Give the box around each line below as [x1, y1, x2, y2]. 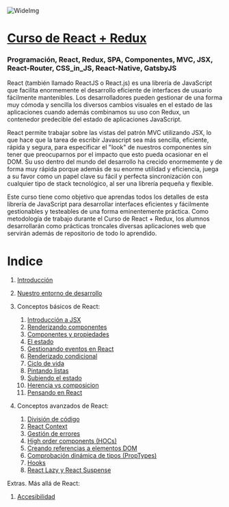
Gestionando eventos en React [27, 345, 114, 353]
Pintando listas [27, 367, 69, 375]
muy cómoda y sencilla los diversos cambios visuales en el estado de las [7, 101, 213, 109]
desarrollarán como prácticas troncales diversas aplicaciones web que [7, 222, 206, 230]
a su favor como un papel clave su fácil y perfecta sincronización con [7, 172, 203, 181]
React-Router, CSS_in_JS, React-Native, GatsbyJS [7, 64, 177, 73]
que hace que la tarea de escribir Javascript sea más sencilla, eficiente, [7, 136, 209, 144]
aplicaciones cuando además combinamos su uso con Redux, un [7, 108, 190, 116]
